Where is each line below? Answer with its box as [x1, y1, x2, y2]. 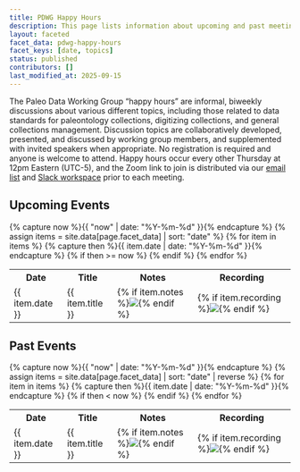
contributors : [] [9, 63, 74, 72]
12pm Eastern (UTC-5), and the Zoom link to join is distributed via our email [9, 162, 286, 173]
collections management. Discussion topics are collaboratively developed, [9, 124, 283, 135]
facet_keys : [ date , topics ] [9, 46, 114, 55]
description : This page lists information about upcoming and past [9, 21, 266, 30]
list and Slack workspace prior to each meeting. [9, 172, 185, 182]
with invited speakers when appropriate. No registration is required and [9, 143, 271, 154]
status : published [9, 55, 78, 63]
